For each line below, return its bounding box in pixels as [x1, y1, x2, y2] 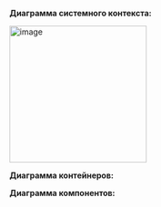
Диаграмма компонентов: [9, 188, 116, 198]
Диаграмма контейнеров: [9, 170, 114, 181]
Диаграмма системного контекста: [9, 8, 152, 18]
